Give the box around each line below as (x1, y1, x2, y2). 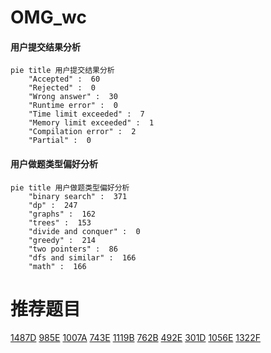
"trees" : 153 (28, 217, 92, 228)
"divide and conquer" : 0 (28, 226, 141, 236)
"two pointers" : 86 (28, 244, 118, 254)
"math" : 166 (28, 261, 87, 271)
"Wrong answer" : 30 (28, 92, 118, 102)
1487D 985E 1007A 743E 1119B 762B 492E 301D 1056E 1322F (10, 331, 261, 343)
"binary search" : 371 (28, 191, 128, 201)
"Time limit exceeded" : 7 (28, 109, 145, 120)
